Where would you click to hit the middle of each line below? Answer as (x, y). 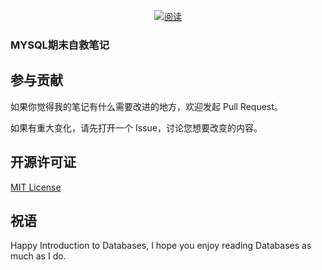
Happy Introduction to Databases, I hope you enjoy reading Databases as (161, 246)
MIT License (36, 187)
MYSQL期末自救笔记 (60, 45)
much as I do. (38, 256)
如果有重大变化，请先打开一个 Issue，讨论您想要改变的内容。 (136, 127)
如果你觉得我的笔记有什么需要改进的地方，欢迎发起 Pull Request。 (146, 106)
